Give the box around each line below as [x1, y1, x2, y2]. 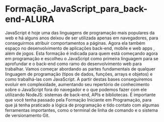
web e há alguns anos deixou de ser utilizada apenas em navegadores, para [5, 35, 158, 41]
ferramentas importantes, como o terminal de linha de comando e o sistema [5, 107, 158, 113]
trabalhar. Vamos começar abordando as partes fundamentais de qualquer [5, 66, 156, 71]
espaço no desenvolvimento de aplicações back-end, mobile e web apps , [5, 45, 155, 51]
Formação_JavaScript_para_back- [5, 3, 148, 15]
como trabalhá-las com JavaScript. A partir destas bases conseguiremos [5, 76, 153, 82]
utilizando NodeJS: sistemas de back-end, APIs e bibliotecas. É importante [5, 91, 156, 98]
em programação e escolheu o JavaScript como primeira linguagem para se [5, 55, 159, 61]
